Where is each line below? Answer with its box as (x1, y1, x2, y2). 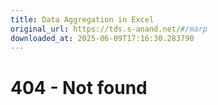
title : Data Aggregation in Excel (10, 14, 155, 25)
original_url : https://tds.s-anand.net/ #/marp (10, 24, 208, 34)
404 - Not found (10, 76, 148, 99)
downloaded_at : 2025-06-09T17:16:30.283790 (10, 33, 195, 43)
